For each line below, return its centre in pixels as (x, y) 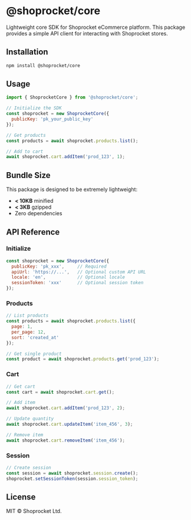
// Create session (29, 468)
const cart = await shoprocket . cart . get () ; (60, 392)
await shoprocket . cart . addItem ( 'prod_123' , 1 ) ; (66, 157)
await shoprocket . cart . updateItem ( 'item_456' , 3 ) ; (70, 424)
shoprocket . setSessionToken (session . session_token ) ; (72, 479)
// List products (27, 316)
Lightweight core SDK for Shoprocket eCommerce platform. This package (96, 27)
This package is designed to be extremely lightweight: (72, 189)
